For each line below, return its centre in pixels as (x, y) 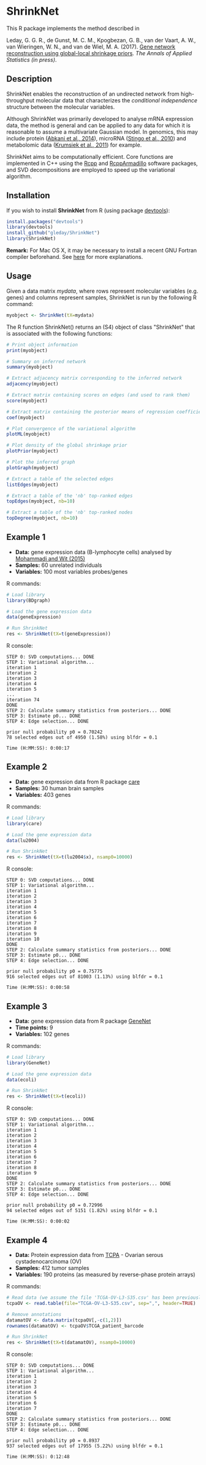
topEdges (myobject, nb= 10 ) (41, 501)
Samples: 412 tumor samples (52, 1268)
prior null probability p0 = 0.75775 (55, 971)
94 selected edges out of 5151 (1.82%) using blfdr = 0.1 (82, 1211)
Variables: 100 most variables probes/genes (71, 571)
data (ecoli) (21, 1080)
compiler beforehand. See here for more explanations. (74, 257)
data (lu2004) (23, 840)
